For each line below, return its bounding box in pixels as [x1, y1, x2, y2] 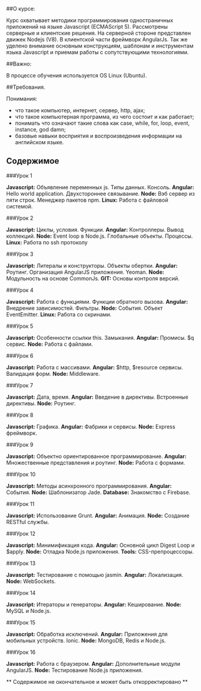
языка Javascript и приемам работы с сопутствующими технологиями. [6, 49, 189, 56]
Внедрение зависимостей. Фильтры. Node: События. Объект [6, 304, 163, 312]
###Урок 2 [6, 214, 34, 222]
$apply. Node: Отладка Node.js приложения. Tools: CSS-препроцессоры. [6, 548, 194, 555]
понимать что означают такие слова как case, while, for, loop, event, [14, 119, 190, 127]
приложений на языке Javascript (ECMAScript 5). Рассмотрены [6, 23, 168, 30]
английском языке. [14, 139, 64, 146]
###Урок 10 [6, 471, 36, 478]
